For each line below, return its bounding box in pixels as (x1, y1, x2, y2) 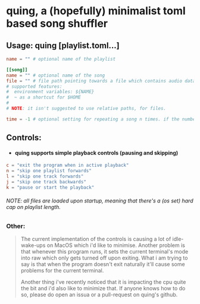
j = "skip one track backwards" (6, 179, 86, 185)
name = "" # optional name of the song (6, 72, 105, 78)
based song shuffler (6, 17, 108, 30)
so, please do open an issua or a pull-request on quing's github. (20, 291, 178, 298)
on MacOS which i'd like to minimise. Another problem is (46, 242, 186, 249)
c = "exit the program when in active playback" (6, 162, 129, 169)
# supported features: (6, 83, 62, 90)
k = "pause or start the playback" (6, 184, 95, 191)
